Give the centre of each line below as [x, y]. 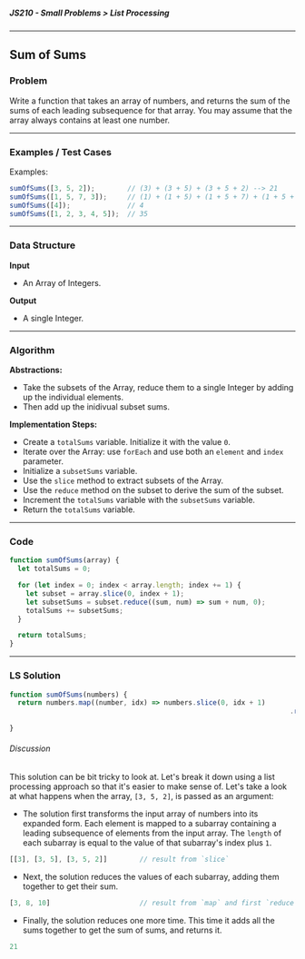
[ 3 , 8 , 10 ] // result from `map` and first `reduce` [154, 903]
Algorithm [32, 350]
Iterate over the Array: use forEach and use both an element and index [153, 452]
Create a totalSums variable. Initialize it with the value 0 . [127, 442]
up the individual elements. [73, 397]
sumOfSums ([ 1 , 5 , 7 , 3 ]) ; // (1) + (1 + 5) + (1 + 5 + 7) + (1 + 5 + [152, 197]
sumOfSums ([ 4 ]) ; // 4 [77, 205]
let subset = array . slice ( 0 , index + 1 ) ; [105, 593]
